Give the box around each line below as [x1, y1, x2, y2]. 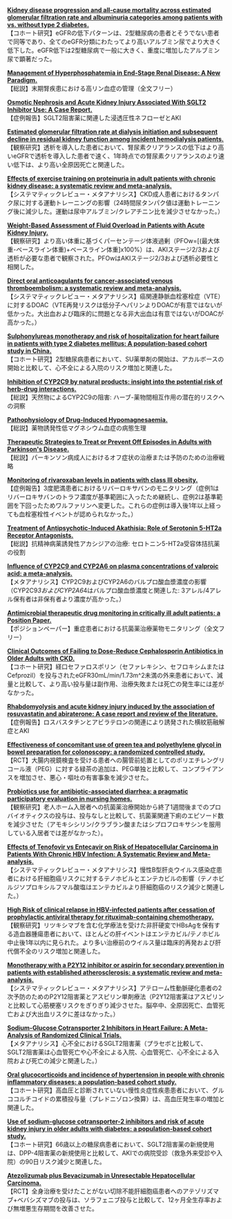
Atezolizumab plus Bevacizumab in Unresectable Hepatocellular [7, 1171, 195, 1179]
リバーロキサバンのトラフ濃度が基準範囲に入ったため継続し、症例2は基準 [7, 493, 217, 501]
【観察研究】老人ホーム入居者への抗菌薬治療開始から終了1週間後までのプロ [7, 803, 222, 811]
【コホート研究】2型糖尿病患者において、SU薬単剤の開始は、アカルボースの [7, 355, 224, 363]
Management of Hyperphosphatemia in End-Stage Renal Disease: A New [7, 69, 221, 77]
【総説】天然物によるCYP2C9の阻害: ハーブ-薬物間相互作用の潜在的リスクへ [7, 393, 225, 401]
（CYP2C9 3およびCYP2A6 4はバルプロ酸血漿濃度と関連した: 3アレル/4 [7, 586, 210, 595]
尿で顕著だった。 [7, 55, 56, 63]
